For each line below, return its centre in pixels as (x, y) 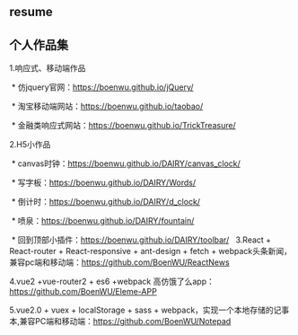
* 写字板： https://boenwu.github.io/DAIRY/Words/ (103, 183)
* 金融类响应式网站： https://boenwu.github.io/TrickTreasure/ (123, 126)
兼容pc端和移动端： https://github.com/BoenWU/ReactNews (120, 262)
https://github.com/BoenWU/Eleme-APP (83, 292)
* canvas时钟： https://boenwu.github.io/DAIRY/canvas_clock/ (126, 163)
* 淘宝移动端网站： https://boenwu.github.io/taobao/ (107, 106)
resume (31, 12)
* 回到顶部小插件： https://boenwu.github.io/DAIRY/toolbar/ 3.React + (141, 240)
